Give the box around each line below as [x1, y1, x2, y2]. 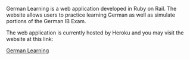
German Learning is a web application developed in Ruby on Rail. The [6, 5, 177, 12]
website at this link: [6, 36, 54, 42]
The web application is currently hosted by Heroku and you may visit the [6, 29, 184, 36]
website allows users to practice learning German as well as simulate [6, 11, 176, 18]
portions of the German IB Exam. [6, 18, 86, 24]
